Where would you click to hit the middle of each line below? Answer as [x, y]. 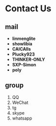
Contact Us [28, 9]
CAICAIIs [21, 49]
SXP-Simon [24, 65]
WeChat [20, 102]
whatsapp [22, 118]
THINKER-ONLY [28, 59]
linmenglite [24, 38]
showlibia [22, 44]
